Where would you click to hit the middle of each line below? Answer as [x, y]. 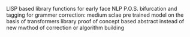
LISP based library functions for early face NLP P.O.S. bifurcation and [92, 9]
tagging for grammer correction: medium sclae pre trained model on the [95, 15]
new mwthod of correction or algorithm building [65, 27]
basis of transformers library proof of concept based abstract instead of [95, 21]
